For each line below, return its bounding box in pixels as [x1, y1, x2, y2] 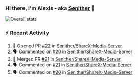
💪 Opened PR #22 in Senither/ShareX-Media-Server [12, 43, 122, 49]
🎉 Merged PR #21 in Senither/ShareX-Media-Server [12, 56, 121, 62]
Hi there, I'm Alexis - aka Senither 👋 [5, 5, 95, 12]
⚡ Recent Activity [5, 29, 50, 36]
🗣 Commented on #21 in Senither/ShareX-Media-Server [12, 61, 132, 68]
